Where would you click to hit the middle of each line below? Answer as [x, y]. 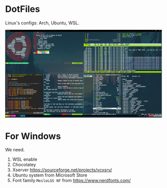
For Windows [33, 136]
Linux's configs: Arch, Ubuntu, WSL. [42, 23]
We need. [15, 150]
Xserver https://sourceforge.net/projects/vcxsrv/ [62, 170]
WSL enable [25, 159]
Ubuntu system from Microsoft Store [50, 175]
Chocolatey [24, 165]
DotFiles [23, 9]
